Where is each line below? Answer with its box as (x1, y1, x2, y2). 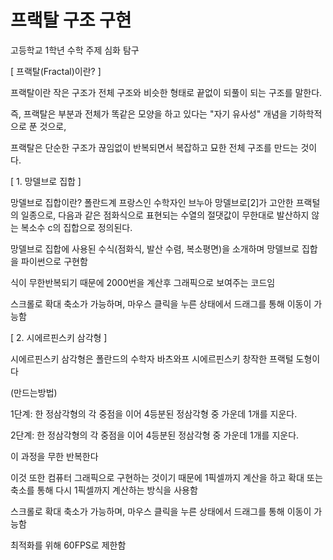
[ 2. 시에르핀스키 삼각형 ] (10, 331, 108, 343)
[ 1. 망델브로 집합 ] (10, 175, 82, 187)
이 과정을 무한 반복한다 (10, 450, 99, 462)
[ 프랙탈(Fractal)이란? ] (10, 65, 102, 77)
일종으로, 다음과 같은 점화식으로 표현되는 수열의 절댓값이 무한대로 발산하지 (20, 209, 310, 221)
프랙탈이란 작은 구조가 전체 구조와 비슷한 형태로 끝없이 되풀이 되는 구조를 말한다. (10, 86, 323, 98)
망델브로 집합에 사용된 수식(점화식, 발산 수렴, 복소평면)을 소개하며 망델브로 (10, 242, 300, 255)
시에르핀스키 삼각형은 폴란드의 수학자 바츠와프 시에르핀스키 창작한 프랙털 (10, 352, 294, 365)
